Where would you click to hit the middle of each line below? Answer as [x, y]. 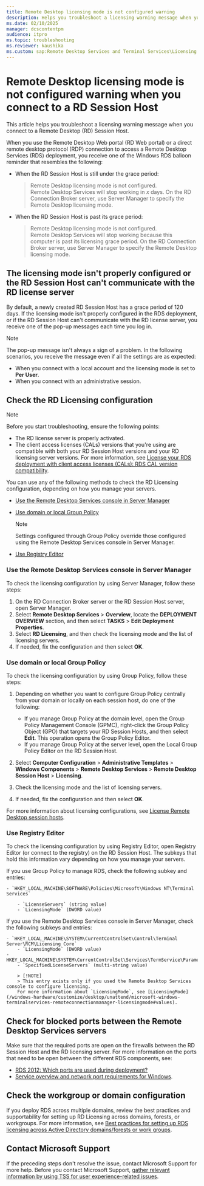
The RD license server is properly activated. [70, 438]
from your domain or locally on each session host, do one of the [95, 700]
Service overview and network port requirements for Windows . [94, 1077]
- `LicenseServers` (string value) [62, 905]
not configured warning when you [93, 94]
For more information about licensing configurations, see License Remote [98, 811]
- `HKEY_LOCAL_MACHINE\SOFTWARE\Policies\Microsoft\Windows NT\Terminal [100, 889]
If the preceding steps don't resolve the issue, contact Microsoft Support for [102, 1163]
